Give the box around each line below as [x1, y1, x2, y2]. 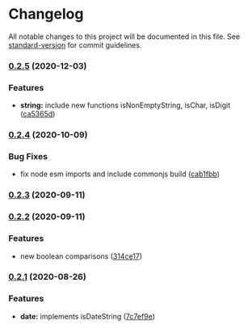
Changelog [8, 5, 84, 23]
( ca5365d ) [19, 109, 56, 119]
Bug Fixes [8, 151, 48, 162]
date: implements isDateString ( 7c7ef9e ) [19, 311, 156, 321]
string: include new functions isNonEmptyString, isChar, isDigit [19, 100, 231, 110]
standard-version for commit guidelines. [8, 40, 142, 49]
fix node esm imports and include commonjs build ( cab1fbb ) [19, 169, 221, 179]
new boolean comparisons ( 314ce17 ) [19, 251, 143, 261]
